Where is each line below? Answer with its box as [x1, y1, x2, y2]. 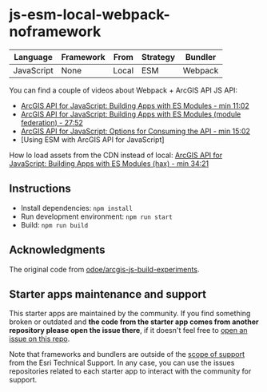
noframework [9, 22, 102, 41]
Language [14, 51, 53, 62]
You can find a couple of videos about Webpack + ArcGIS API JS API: [9, 85, 238, 95]
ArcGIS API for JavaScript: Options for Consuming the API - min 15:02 [20, 126, 251, 136]
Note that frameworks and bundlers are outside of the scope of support [9, 350, 245, 359]
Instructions [9, 182, 71, 196]
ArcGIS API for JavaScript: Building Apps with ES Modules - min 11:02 [20, 101, 250, 110]
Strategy [141, 51, 175, 62]
